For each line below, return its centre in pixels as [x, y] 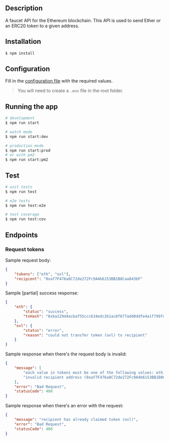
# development [20, 118]
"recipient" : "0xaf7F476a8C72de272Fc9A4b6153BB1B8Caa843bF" [78, 279]
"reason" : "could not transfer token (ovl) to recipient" [85, 335]
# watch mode [19, 132]
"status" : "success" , [46, 312]
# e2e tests [18, 201]
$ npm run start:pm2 [27, 160]
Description [24, 8]
